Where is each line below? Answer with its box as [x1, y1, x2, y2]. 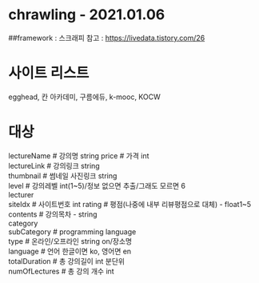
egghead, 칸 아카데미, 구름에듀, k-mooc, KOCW [8, 92, 161, 102]
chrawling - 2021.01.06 [8, 6, 165, 24]
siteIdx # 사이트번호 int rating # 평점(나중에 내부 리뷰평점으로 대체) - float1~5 [8, 199, 252, 209]
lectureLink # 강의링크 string [8, 161, 100, 170]
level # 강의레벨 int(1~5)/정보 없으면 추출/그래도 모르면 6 [8, 181, 186, 190]
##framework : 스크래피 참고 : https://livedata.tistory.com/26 [8, 33, 205, 42]
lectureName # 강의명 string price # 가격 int [8, 150, 149, 161]
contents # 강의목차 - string [8, 209, 98, 219]
